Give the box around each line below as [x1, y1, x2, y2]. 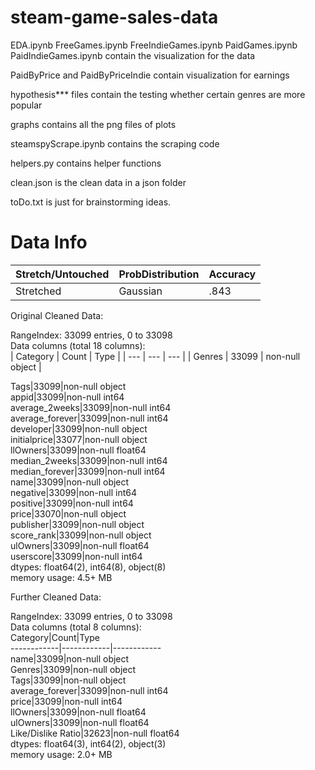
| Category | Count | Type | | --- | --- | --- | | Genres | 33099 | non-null [10, 350, 301, 362]
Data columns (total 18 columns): [10, 339, 146, 351]
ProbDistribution [118, 267, 200, 281]
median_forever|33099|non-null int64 [10, 465, 166, 477]
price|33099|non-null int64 [10, 695, 123, 707]
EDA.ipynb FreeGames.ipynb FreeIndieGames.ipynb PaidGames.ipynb [10, 39, 298, 51]
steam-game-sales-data [10, 6, 219, 29]
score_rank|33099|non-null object [10, 529, 152, 541]
